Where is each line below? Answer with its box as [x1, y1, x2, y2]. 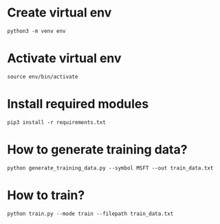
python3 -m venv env [7, 28, 67, 34]
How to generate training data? [7, 142, 188, 157]
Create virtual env [7, 5, 112, 21]
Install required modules [7, 96, 149, 112]
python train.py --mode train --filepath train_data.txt [7, 210, 174, 217]
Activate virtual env [7, 50, 122, 66]
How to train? [7, 187, 85, 203]
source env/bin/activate [7, 73, 78, 80]
